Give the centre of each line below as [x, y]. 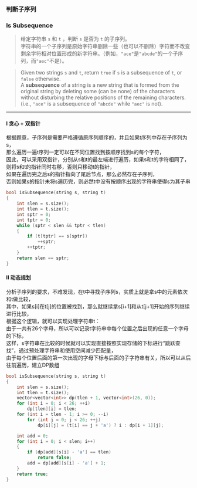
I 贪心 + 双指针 [23, 123]
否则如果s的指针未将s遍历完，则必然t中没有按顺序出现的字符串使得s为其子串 [98, 182]
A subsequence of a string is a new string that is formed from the [100, 85]
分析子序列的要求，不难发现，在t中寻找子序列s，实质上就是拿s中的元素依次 [97, 292]
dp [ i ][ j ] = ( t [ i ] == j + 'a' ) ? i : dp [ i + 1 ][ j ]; [101, 425]
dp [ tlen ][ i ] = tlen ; [52, 409]
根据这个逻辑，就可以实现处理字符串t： [53, 321]
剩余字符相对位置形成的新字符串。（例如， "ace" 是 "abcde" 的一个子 [99, 53]
